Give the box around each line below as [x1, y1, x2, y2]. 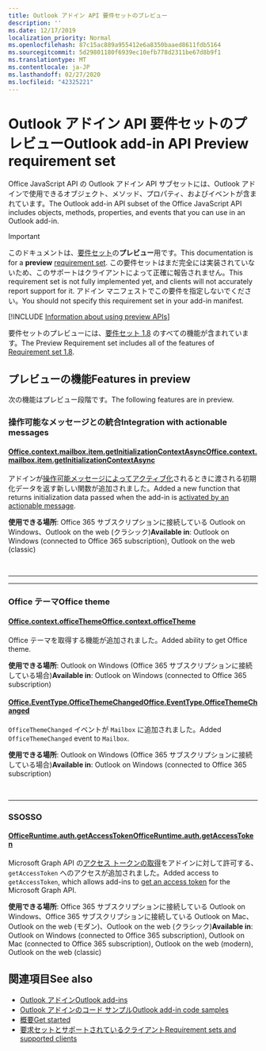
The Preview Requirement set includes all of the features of [21, 338, 215, 348]
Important [8, 232, 40, 241]
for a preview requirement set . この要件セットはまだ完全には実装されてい [8, 258, 249, 268]
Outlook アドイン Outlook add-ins [19, 995, 128, 1004]
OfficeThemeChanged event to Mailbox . [8, 733, 130, 743]
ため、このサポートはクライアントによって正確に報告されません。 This [14, 268, 244, 278]
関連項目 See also [8, 972, 93, 986]
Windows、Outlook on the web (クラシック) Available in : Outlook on [8, 527, 230, 537]
